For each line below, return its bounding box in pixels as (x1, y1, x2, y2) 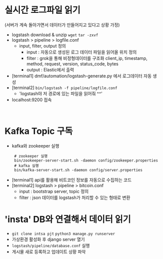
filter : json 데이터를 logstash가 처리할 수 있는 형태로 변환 (19, 194, 130, 201)
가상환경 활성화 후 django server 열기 (11, 236, 85, 242)
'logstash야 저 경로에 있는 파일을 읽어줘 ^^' (19, 90, 103, 97)
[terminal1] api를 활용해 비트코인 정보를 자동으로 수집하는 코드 (11, 177, 132, 183)
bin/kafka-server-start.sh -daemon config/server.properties (14, 167, 143, 172)
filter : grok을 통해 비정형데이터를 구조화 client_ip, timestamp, (26, 55, 148, 61)
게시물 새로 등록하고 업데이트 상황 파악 (11, 249, 86, 255)
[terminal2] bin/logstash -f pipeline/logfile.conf (11, 85, 118, 91)
